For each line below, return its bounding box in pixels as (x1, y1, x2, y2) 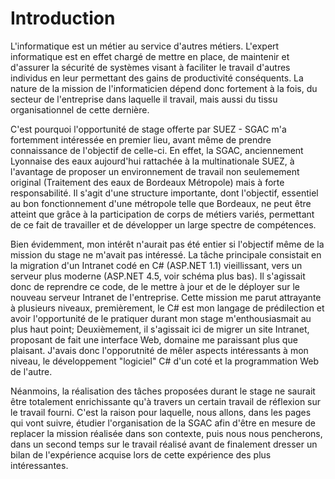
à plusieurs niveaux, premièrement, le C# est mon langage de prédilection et (10, 302, 325, 314)
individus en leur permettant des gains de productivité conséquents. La (10, 72, 304, 84)
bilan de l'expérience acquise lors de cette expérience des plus (10, 448, 272, 461)
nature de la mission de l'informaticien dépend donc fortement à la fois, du (10, 82, 318, 94)
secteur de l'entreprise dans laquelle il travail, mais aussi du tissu (10, 93, 278, 105)
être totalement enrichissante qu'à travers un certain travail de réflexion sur (10, 395, 322, 407)
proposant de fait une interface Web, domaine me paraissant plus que (10, 333, 298, 346)
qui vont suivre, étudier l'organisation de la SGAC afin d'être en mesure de (10, 417, 316, 429)
